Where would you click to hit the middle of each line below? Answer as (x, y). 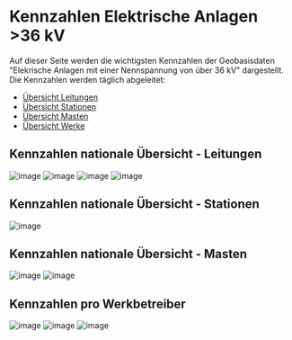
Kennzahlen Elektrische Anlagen (134, 17)
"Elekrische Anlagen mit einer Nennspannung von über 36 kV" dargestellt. (147, 70)
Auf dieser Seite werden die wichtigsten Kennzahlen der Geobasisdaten (142, 60)
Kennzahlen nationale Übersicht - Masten (128, 254)
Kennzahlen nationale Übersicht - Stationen (135, 204)
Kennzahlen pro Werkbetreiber (97, 304)
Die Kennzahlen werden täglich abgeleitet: (88, 79)
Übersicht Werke (53, 125)
